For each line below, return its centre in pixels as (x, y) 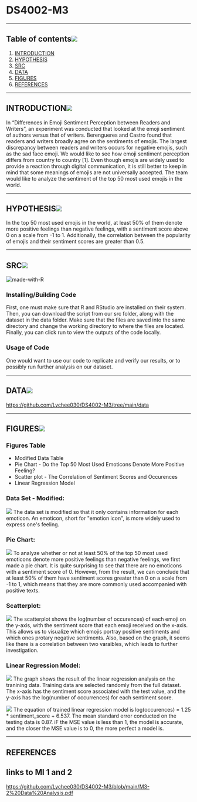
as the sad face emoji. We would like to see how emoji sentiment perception (98, 154)
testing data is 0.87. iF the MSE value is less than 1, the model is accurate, (95, 722)
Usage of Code (28, 348)
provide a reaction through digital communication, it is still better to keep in (96, 166)
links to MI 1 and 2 (39, 772)
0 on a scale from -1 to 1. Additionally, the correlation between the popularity (98, 235)
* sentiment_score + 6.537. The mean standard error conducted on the (91, 716)
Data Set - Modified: (35, 498)
